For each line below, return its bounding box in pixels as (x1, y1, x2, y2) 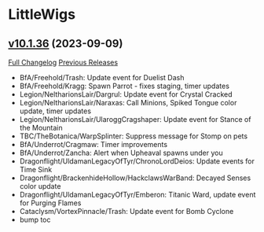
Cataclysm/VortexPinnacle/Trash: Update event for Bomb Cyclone (19, 207, 234, 215)
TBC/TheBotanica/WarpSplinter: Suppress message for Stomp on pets (19, 131, 248, 141)
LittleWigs (8, 6, 76, 24)
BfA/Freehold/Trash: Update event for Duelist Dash (19, 73, 185, 82)
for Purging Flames (19, 198, 82, 208)
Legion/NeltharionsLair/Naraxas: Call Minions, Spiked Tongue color (19, 98, 237, 107)
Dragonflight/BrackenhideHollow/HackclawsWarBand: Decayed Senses (19, 173, 251, 182)
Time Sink (19, 165, 53, 174)
